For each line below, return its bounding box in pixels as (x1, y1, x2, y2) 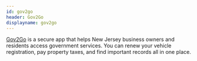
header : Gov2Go (6, 14, 44, 20)
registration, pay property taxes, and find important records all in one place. (6, 49, 192, 56)
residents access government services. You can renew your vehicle (6, 42, 172, 49)
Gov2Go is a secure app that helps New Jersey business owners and (6, 36, 175, 43)
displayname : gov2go (6, 20, 58, 25)
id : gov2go (6, 8, 33, 15)
